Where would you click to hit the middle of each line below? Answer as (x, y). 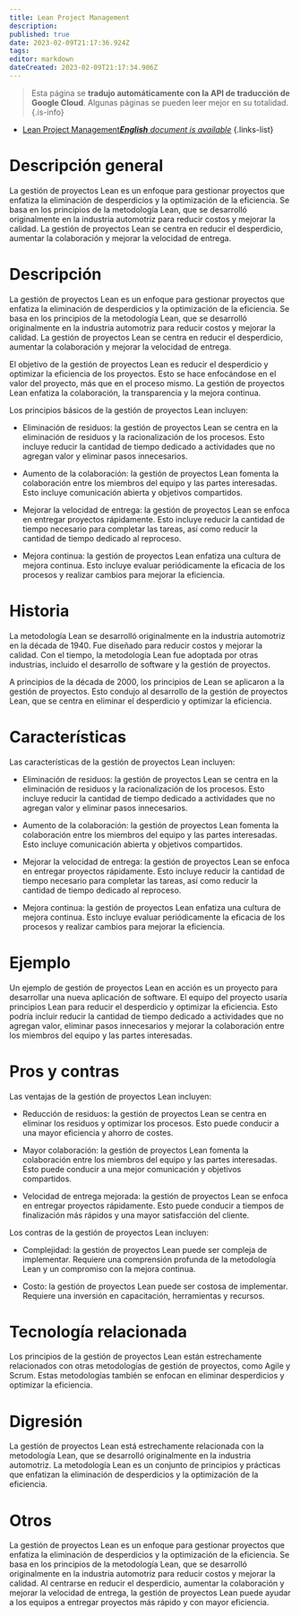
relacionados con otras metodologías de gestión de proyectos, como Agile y (150, 1366)
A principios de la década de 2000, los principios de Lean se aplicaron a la (147, 681)
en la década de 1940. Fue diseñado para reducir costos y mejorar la (136, 645)
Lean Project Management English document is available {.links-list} (148, 129)
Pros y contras (64, 1071)
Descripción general (86, 166)
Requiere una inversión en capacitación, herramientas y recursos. (144, 1295)
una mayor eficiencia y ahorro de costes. (98, 1132)
